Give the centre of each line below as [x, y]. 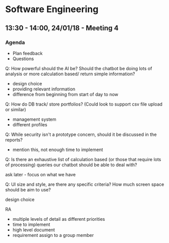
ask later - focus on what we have [40, 174]
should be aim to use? [28, 189]
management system [34, 119]
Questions [23, 59]
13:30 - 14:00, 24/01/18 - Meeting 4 [62, 28]
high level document [34, 230]
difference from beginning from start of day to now [65, 94]
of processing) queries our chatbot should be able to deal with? [71, 165]
